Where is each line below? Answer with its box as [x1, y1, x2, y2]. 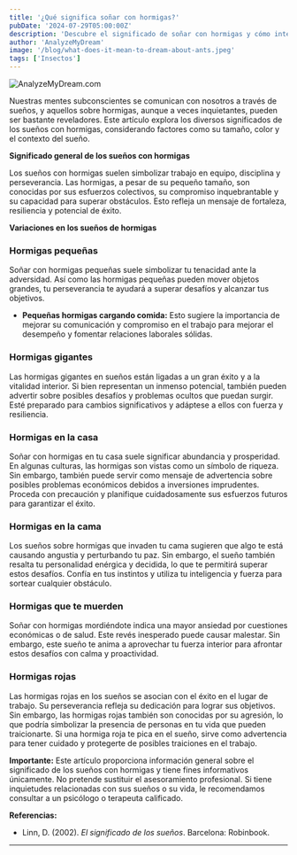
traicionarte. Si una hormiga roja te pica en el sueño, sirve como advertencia [9, 728, 287, 739]
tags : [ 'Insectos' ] [9, 54, 81, 63]
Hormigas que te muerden [9, 600, 124, 612]
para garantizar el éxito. [9, 498, 95, 509]
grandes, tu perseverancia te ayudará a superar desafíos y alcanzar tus [9, 284, 270, 294]
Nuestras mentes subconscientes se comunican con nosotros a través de [9, 96, 277, 106]
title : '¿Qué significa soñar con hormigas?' [9, 12, 179, 22]
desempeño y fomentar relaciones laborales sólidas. [21, 329, 213, 339]
